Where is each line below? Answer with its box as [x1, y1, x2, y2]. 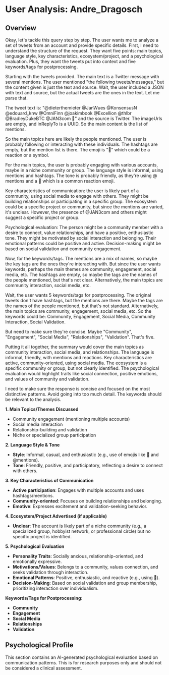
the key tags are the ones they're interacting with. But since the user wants [5, 261, 161, 267]
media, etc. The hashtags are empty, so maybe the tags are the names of [5, 271, 157, 277]
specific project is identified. [12, 534, 72, 539]
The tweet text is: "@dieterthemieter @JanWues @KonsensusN [5, 105, 137, 110]
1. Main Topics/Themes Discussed [5, 406, 79, 412]
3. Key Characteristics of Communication [5, 478, 94, 483]
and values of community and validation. [5, 376, 90, 382]
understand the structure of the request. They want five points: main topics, [5, 48, 163, 53]
